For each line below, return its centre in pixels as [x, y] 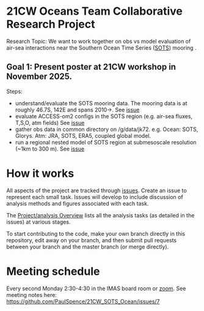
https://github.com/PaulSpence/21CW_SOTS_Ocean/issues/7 [83, 301]
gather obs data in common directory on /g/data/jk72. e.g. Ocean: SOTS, [107, 129]
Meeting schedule [53, 271]
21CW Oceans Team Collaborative [95, 11]
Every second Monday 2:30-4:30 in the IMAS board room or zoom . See [96, 288]
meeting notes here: [31, 294]
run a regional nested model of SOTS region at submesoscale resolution [106, 142]
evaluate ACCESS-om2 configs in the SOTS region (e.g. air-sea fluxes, [104, 116]
